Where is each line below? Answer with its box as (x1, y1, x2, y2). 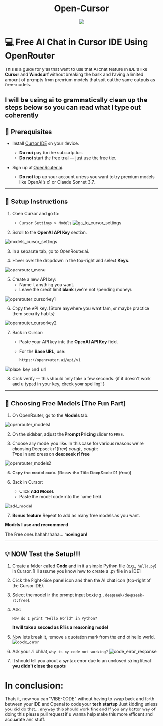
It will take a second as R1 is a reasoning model (12, 625, 108, 630)
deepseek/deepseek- (105, 593, 145, 598)
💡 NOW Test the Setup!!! (5, 550, 81, 558)
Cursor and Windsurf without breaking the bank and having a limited (5, 71, 144, 77)
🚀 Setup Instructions (5, 198, 68, 206)
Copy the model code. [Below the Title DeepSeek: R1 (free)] (12, 470, 132, 475)
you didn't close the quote (12, 663, 66, 669)
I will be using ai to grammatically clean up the (5, 96, 147, 104)
